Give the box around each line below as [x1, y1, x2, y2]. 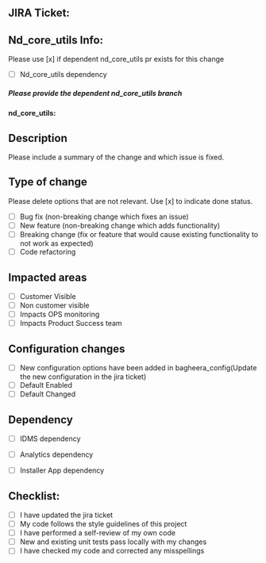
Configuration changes [8, 342, 125, 355]
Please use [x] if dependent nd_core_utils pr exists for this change [8, 55, 225, 64]
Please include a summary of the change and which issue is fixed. [8, 152, 225, 162]
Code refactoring [19, 247, 76, 257]
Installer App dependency [19, 465, 105, 475]
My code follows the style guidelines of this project [19, 519, 187, 529]
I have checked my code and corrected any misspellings [19, 546, 205, 556]
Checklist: [8, 489, 60, 503]
